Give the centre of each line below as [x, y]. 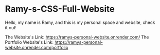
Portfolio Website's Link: [29, 42]
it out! [11, 27]
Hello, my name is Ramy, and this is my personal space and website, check [80, 22]
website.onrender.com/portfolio [37, 47]
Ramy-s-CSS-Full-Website [60, 9]
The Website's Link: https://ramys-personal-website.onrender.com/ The [77, 37]
